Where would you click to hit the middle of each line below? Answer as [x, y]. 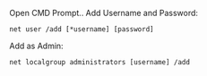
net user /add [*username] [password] [82, 30]
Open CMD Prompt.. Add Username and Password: [104, 13]
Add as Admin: [37, 46]
